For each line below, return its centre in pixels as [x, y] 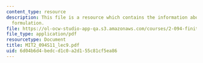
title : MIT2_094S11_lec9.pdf [43, 46]
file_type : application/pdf [42, 34]
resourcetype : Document [36, 40]
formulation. [28, 23]
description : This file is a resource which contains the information [97, 17]
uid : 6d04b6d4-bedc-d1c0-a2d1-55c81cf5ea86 [62, 51]
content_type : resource [36, 12]
